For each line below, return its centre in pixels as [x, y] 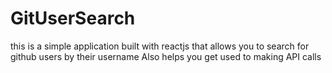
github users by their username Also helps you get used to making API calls [166, 56]
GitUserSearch [73, 18]
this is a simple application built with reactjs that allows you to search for [160, 46]
